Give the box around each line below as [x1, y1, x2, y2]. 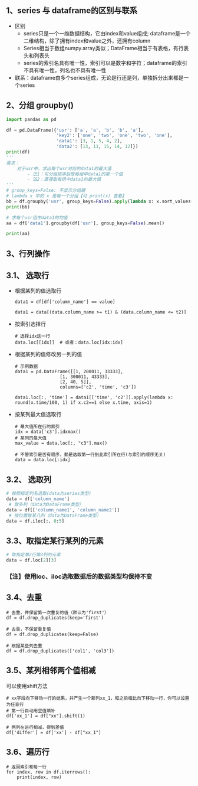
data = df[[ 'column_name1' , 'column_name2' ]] [6, 507, 120, 513]
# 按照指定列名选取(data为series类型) [6, 491, 92, 497]
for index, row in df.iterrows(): [6, 769, 91, 775]
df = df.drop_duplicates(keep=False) [6, 631, 99, 637]
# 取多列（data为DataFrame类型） [8, 501, 84, 508]
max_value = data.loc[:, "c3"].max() [14, 441, 108, 446]
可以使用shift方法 [6, 682, 48, 689]
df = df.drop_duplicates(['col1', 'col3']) [6, 648, 115, 654]
